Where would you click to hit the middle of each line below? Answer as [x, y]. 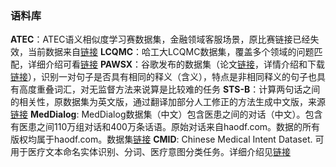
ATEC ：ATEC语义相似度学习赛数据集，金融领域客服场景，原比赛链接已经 [160, 39]
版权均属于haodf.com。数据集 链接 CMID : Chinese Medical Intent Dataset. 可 [167, 139]
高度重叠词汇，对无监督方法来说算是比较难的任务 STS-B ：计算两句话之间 [169, 89]
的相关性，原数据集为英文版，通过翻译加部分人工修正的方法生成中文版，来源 [168, 102]
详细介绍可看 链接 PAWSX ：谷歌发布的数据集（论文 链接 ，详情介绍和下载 [176, 64]
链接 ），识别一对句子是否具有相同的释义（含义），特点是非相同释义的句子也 [163, 77]
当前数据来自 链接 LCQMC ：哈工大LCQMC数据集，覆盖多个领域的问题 [171, 52]
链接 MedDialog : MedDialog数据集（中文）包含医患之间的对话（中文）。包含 [166, 114]
